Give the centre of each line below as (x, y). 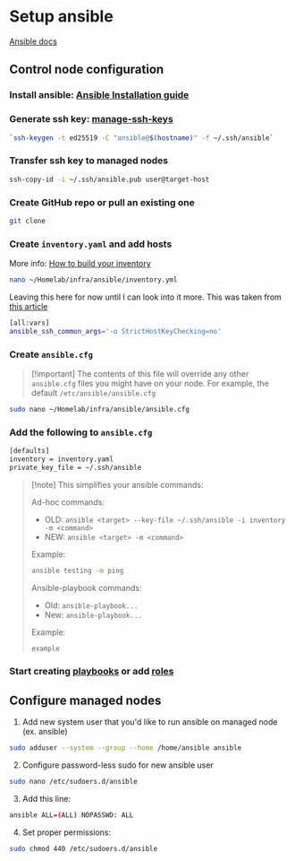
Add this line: (46, 799)
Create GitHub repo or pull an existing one (102, 202)
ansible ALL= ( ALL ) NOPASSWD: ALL (72, 815)
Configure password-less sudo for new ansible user (118, 765)
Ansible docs (34, 41)
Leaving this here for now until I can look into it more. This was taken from (145, 297)
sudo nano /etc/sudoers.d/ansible (74, 782)
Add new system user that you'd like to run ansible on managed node (150, 722)
